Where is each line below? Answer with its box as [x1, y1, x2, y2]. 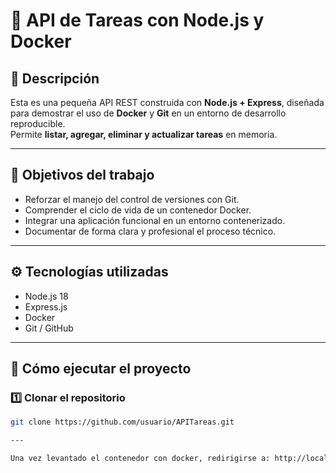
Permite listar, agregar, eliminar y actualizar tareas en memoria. [10, 129, 278, 140]
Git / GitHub [24, 322, 74, 334]
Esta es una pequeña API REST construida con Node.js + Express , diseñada [10, 97, 325, 108]
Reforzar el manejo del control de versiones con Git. [24, 193, 240, 205]
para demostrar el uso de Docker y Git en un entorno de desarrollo [10, 107, 287, 119]
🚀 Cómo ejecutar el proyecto [10, 360, 192, 378]
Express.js [24, 300, 68, 313]
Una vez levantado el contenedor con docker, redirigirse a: [10, 454, 271, 464]
